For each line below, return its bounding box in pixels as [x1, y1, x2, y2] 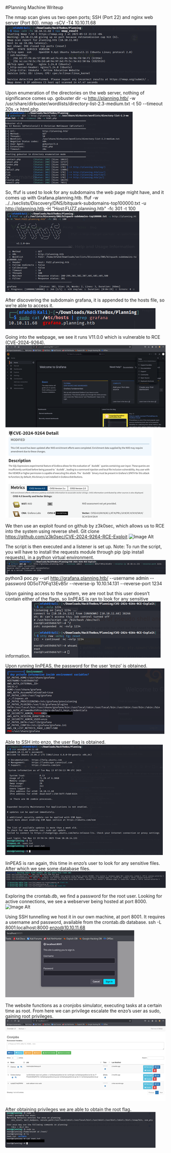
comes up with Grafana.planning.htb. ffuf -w [5, 195, 99, 200]
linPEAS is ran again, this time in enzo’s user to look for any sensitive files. [5, 860, 160, 866]
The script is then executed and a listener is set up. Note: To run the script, [5, 543, 162, 549]
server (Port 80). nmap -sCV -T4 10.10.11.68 [5, 20, 96, 26]
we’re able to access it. [5, 303, 53, 308]
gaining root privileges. [5, 1013, 53, 1019]
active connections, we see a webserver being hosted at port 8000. [5, 898, 148, 905]
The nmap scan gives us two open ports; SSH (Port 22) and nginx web [5, 14, 154, 20]
